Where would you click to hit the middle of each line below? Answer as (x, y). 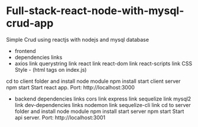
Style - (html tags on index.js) (51, 69)
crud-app (30, 23)
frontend (25, 51)
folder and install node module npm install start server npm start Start (99, 111)
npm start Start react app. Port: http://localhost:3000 (70, 87)
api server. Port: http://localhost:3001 (60, 117)
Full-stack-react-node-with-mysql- (95, 11)
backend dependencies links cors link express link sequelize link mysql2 (103, 99)
